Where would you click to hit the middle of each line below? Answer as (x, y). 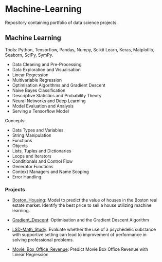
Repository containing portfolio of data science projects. (61, 22)
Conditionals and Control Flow (42, 161)
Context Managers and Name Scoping (50, 172)
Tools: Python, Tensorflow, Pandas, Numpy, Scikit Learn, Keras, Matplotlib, (80, 49)
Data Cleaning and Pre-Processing (47, 64)
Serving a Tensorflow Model (40, 111)
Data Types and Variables (38, 130)
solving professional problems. (43, 240)
